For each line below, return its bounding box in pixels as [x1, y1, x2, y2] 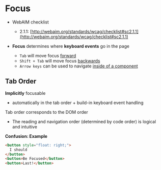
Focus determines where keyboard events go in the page [12, 43, 130, 49]
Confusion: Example [5, 133, 48, 139]
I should [9, 147, 27, 152]
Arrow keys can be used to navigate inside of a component [19, 63, 138, 69]
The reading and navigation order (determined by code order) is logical [12, 118, 156, 125]
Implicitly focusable [5, 90, 46, 96]
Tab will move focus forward [19, 52, 76, 59]
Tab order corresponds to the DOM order [5, 109, 88, 115]
